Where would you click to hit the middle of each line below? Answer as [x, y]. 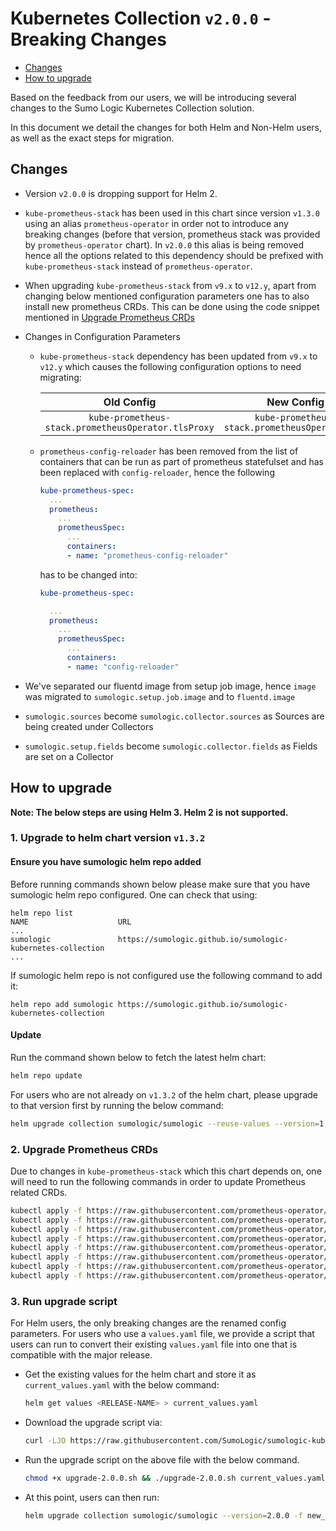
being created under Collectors [89, 726]
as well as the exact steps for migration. [92, 138]
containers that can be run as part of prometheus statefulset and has [181, 461]
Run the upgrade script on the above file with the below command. [162, 1459]
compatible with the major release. [81, 1355]
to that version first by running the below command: [117, 1105]
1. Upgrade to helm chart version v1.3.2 [108, 838]
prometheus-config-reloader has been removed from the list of [169, 451]
